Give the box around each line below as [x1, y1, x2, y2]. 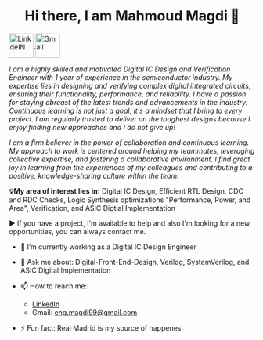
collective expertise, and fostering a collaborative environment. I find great [9, 154, 250, 164]
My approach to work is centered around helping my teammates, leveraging [9, 146, 255, 155]
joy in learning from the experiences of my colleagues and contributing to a [9, 162, 253, 172]
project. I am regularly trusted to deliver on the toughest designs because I [9, 114, 250, 124]
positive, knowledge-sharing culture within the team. [9, 171, 179, 180]
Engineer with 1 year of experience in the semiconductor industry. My [9, 72, 233, 81]
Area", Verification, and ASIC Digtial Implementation [9, 203, 175, 212]
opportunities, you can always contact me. [9, 226, 146, 236]
